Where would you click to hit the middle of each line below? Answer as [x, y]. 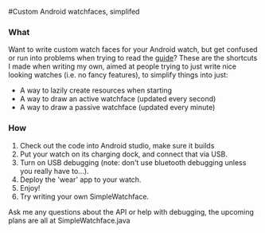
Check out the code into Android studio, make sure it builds [117, 145]
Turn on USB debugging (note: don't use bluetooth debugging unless [133, 162]
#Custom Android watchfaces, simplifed [74, 12]
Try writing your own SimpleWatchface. [84, 196]
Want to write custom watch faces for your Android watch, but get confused [133, 49]
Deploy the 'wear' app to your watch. [80, 180]
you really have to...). [54, 171]
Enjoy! [30, 188]
